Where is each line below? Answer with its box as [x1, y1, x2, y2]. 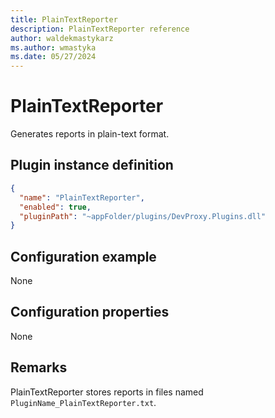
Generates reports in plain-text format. [10, 128, 170, 140]
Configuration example [10, 248, 157, 265]
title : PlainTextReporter [10, 14, 118, 25]
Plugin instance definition [10, 157, 174, 174]
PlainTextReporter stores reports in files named [10, 386, 204, 398]
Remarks [10, 359, 68, 376]
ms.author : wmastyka [10, 42, 97, 53]
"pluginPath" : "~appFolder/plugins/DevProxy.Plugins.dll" [19, 211, 267, 221]
